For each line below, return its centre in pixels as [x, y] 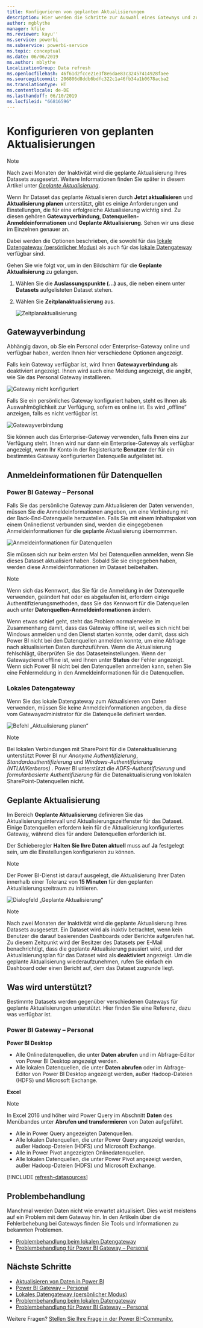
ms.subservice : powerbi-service [47, 46]
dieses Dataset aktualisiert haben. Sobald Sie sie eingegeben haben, [92, 561]
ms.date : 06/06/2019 [33, 57]
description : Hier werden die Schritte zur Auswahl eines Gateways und [98, 17]
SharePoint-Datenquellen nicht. [46, 781]
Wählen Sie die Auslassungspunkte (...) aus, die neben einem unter [100, 283]
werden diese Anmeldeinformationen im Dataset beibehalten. [83, 567]
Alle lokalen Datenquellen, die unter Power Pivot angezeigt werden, [99, 1159]
